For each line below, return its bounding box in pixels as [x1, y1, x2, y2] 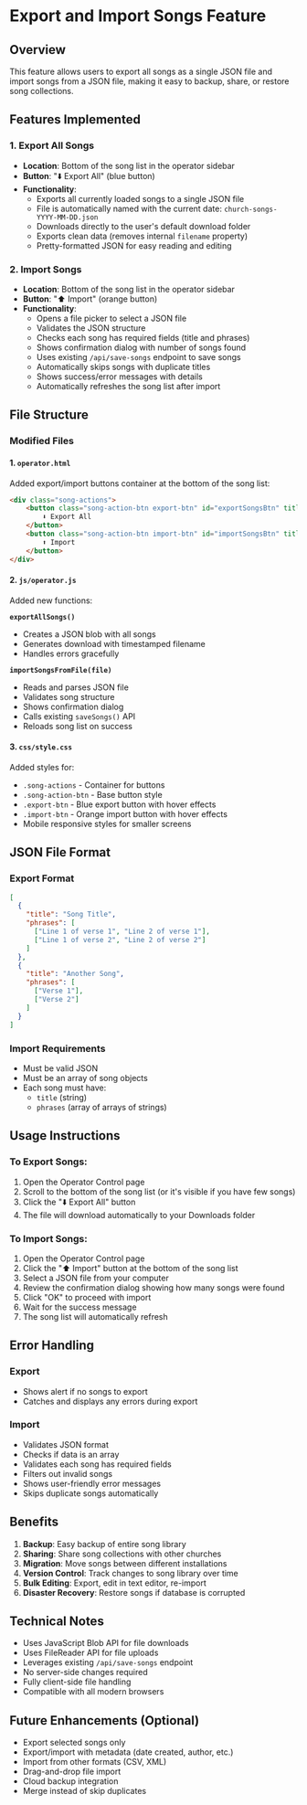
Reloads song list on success [22, 720, 132, 731]
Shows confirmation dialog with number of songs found [36, 342, 247, 353]
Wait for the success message [22, 1301, 137, 1312]
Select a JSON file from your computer [22, 1272, 169, 1283]
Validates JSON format [22, 1439, 110, 1449]
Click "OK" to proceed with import [22, 1291, 152, 1302]
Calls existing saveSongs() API [22, 710, 136, 722]
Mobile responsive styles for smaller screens [22, 818, 192, 829]
